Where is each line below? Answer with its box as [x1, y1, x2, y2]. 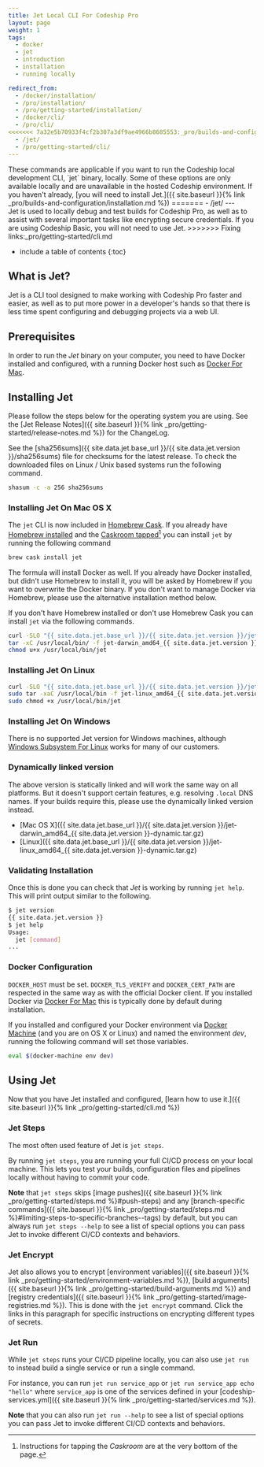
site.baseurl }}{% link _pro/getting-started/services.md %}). [61, 1395, 257, 1405]
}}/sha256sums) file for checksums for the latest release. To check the [8, 451, 237, 461]
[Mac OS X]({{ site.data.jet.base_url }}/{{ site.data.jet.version [19, 820, 216, 829]
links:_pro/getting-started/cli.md [8, 232, 112, 241]
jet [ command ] [15, 935, 61, 943]
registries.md [8, 1300, 51, 1310]
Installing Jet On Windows [8, 716, 111, 727]
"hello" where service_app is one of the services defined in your [8, 1387, 218, 1396]
